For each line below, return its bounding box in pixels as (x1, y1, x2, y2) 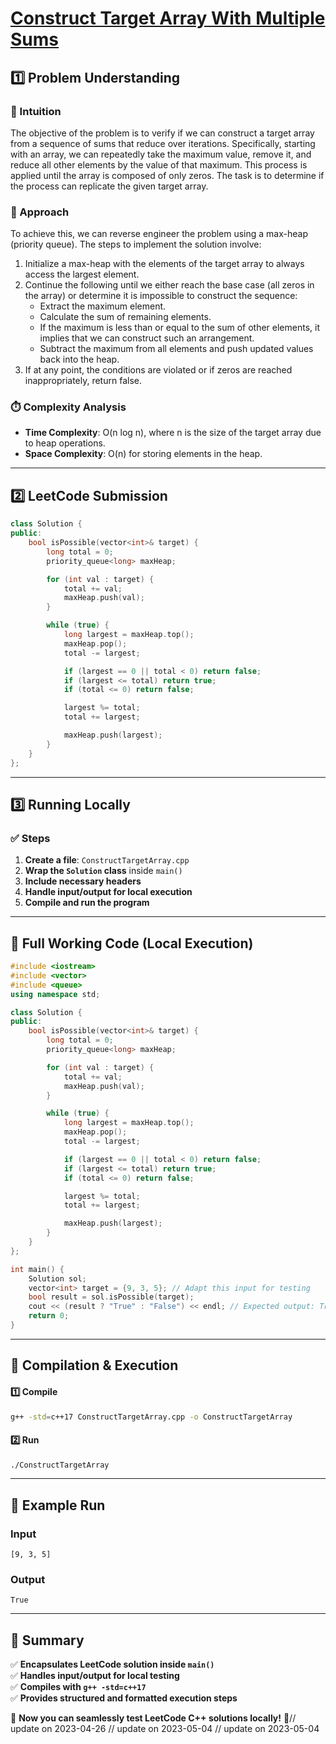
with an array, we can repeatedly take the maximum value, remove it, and (10, 148, 312, 160)
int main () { (10, 1264, 65, 1274)
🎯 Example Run (10, 1497, 106, 1514)
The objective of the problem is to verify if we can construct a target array (10, 127, 315, 139)
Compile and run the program (24, 897, 150, 909)
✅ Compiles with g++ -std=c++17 (10, 1681, 147, 1693)
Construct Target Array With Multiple (10, 7, 326, 30)
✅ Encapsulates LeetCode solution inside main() (10, 1658, 215, 1671)
